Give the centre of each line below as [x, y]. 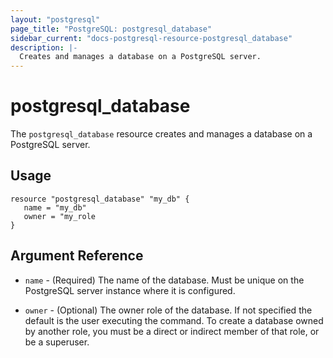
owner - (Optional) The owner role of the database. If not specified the [168, 310]
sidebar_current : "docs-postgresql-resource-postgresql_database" [151, 38]
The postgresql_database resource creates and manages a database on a [161, 134]
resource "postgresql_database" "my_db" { [100, 199]
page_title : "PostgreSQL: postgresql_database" [111, 29]
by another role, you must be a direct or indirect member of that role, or [172, 331]
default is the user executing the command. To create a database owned [174, 320]
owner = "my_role [60, 216]
